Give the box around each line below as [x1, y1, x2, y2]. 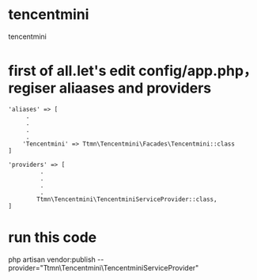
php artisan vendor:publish [8, 255, 96, 264]
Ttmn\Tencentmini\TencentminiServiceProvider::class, [36, 195, 217, 203]
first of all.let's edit [8, 62, 136, 80]
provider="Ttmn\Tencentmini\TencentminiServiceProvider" [8, 263, 199, 272]
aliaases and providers [59, 79, 212, 97]
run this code [8, 229, 97, 247]
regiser [8, 79, 57, 97]
